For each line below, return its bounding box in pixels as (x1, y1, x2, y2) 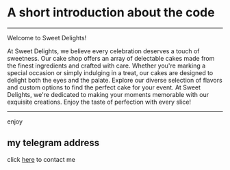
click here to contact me (7, 155, 75, 163)
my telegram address (7, 137, 100, 149)
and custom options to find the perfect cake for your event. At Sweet (7, 83, 201, 91)
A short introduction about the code (7, 5, 215, 20)
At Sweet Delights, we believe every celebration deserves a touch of (7, 46, 200, 55)
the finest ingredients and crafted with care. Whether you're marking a (7, 61, 206, 70)
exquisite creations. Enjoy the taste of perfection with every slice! (7, 98, 192, 106)
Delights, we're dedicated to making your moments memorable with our (7, 90, 209, 98)
